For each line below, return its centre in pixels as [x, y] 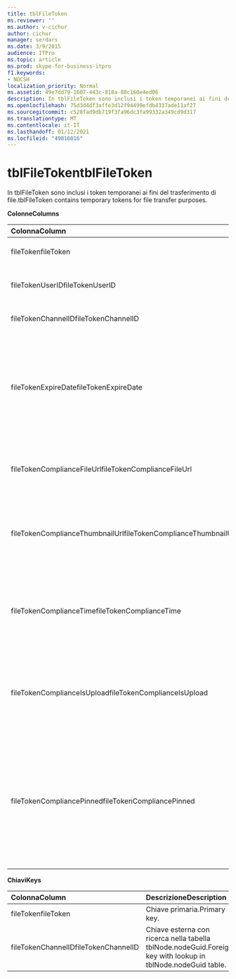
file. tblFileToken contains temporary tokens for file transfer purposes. [107, 200]
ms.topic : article [34, 60]
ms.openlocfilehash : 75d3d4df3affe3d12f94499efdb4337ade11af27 [102, 106]
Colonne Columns [33, 214]
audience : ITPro [31, 54]
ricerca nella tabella [178, 939]
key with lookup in [176, 956]
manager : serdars [33, 40]
